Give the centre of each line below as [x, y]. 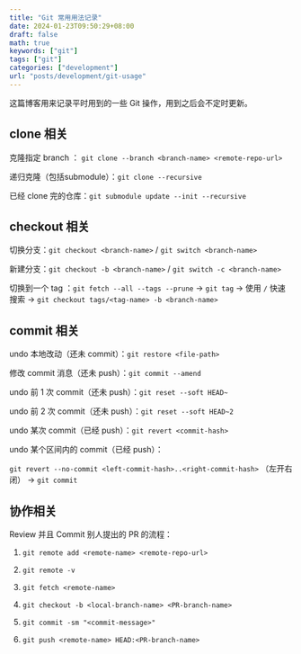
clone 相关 [39, 134]
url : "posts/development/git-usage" [78, 76]
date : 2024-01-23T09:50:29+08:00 [72, 26]
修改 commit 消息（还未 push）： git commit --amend [106, 373]
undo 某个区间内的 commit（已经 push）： [86, 450]
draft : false [34, 34]
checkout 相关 [49, 226]
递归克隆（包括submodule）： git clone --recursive [106, 176]
